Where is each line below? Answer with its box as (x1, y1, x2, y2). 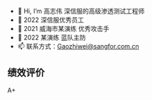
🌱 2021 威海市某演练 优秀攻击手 (17, 25, 110, 32)
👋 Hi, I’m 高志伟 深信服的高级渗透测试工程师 (17, 7, 145, 15)
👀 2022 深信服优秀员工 (17, 15, 85, 24)
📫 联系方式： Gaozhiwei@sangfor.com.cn (17, 42, 139, 50)
